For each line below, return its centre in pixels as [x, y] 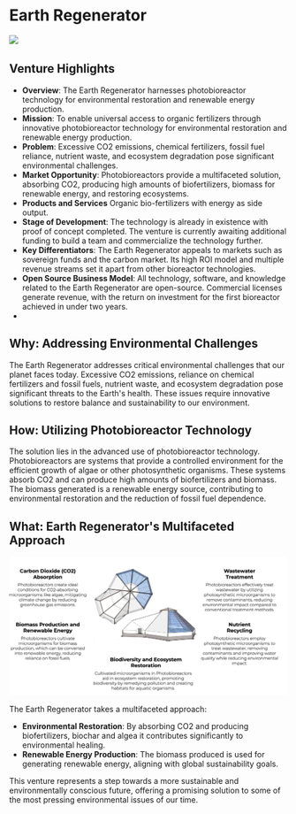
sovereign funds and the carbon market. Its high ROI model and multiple [153, 259]
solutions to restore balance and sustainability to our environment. [129, 403]
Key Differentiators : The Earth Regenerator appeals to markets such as [152, 250]
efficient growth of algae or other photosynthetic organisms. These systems [148, 471]
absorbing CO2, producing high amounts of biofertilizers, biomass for [148, 184]
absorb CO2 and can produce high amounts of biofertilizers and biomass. [143, 480]
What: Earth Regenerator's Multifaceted [122, 526]
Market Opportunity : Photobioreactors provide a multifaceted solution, [151, 174]
